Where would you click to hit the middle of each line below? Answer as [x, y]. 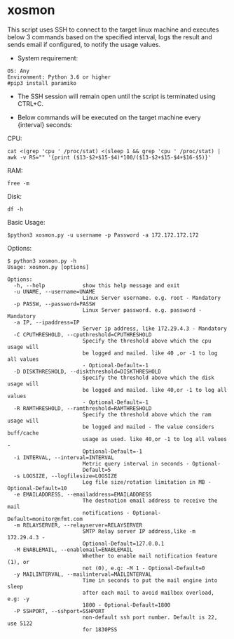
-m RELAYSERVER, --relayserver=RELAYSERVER [78, 525]
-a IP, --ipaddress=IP [47, 322]
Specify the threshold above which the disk [149, 378]
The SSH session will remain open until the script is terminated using [116, 96]
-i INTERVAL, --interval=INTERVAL [64, 457]
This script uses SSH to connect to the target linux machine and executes [113, 29]
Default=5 [97, 470]
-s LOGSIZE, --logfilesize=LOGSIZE [66, 476]
